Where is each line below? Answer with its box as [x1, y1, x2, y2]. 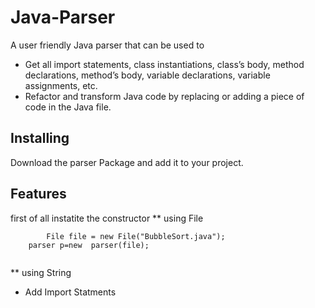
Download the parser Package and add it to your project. [10, 156, 244, 168]
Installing [10, 130, 70, 147]
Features [10, 186, 67, 203]
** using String [10, 266, 72, 278]
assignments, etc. [24, 79, 98, 91]
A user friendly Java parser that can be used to [10, 39, 205, 51]
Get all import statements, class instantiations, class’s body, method [24, 58, 305, 70]
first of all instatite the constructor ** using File [10, 212, 204, 224]
